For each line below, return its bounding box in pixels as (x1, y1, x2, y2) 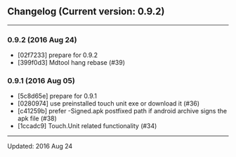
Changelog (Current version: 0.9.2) (7, 6, 165, 18)
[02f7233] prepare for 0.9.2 (17, 51, 98, 59)
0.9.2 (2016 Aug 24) (7, 34, 77, 44)
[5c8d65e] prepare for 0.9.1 (17, 92, 97, 101)
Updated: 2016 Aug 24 (7, 142, 73, 151)
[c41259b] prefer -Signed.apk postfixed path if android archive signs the (17, 107, 227, 115)
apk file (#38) (17, 114, 58, 123)
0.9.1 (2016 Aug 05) (7, 76, 75, 86)
